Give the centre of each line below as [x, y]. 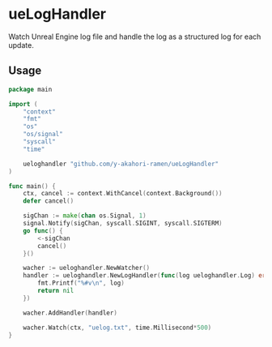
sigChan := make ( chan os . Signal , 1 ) [85, 216]
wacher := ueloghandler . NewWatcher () [87, 268]
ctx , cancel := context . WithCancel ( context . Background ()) [123, 194]
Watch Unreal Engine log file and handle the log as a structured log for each [135, 36]
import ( [23, 104]
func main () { [32, 186]
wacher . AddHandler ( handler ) [70, 313]
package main [30, 89]
